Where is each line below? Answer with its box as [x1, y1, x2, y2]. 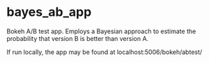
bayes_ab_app [6, 4, 92, 20]
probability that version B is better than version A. [6, 34, 149, 42]
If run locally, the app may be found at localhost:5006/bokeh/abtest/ [6, 48, 203, 56]
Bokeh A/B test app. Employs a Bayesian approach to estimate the [6, 27, 196, 35]
